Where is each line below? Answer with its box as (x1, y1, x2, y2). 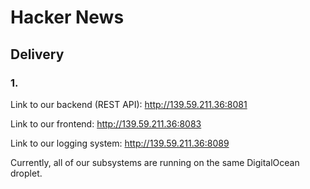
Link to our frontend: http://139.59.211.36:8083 (10, 117, 202, 130)
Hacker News (10, 6, 125, 29)
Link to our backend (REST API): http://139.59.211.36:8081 (10, 98, 248, 110)
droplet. (10, 167, 43, 179)
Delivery (10, 46, 65, 63)
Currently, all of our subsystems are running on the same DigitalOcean (10, 156, 300, 168)
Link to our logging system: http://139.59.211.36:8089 (10, 137, 230, 149)
